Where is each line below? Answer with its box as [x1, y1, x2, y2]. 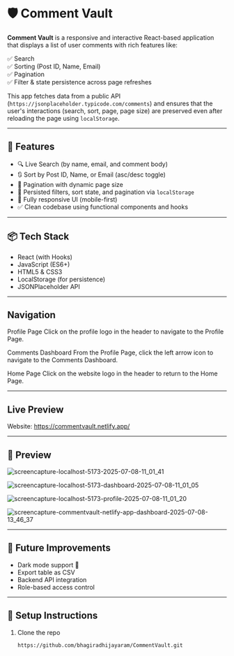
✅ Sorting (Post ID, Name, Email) [7, 62, 101, 70]
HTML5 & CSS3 [17, 267, 63, 276]
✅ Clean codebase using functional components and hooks [17, 202, 189, 211]
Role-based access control [17, 583, 95, 591]
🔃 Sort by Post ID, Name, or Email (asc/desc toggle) [17, 170, 166, 179]
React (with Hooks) [17, 253, 73, 261]
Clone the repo [17, 628, 61, 636]
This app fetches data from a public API [7, 91, 121, 100]
